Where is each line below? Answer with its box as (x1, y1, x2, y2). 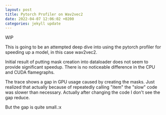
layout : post (5, 7, 32, 12)
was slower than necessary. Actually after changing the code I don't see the (5, 89, 160, 95)
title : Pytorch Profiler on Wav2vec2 (5, 12, 83, 17)
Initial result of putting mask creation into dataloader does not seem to (5, 59, 149, 65)
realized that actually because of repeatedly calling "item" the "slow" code (5, 84, 158, 90)
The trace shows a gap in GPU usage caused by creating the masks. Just (5, 79, 155, 85)
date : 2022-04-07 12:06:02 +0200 (5, 16, 74, 21)
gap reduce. (5, 95, 30, 101)
